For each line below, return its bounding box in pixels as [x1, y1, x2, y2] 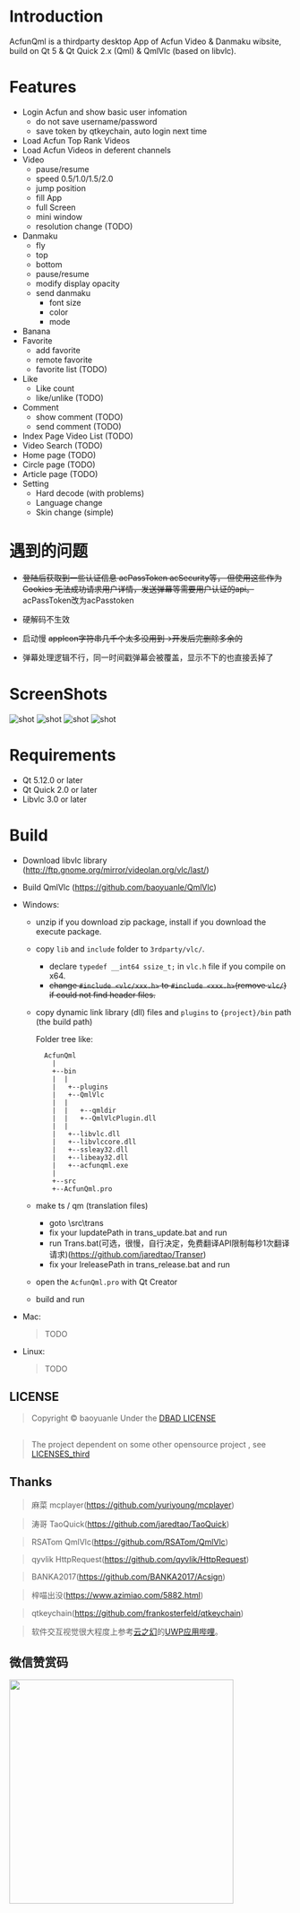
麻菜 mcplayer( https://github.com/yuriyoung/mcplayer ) [30, 1500, 235, 1510]
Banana [21, 326, 51, 336]
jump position [35, 182, 87, 194]
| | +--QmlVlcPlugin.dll [52, 1114, 157, 1123]
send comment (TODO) [35, 421, 123, 431]
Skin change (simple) [35, 507, 115, 517]
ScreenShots [9, 684, 107, 704]
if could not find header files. [48, 989, 156, 1000]
